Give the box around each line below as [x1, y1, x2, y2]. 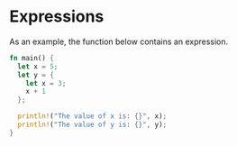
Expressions [9, 6, 105, 27]
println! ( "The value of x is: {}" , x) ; [17, 112, 168, 121]
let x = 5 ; [17, 61, 59, 71]
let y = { [17, 70, 54, 79]
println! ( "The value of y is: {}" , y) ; [17, 120, 168, 130]
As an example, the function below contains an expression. [9, 36, 229, 47]
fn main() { [9, 53, 54, 62]
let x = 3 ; [25, 78, 67, 87]
